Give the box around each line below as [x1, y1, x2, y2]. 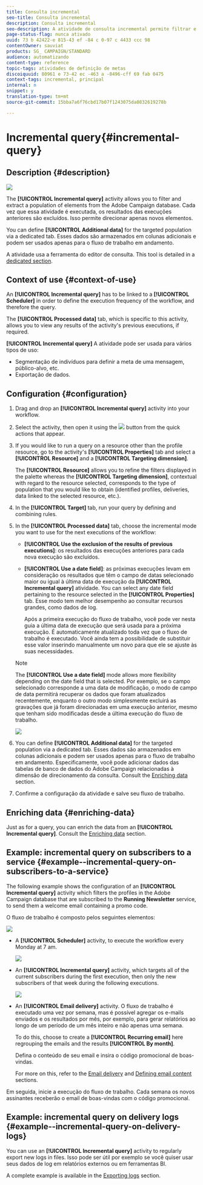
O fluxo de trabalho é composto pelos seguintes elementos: [6, 913, 156, 921]
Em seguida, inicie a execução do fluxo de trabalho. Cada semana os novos [6, 1088, 195, 1095]
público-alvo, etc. [15, 364, 59, 372]
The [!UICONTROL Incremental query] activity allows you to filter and [6, 195, 182, 202]
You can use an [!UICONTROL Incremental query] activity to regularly [6, 1147, 182, 1154]
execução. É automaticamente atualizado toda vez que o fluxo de [24, 628, 188, 636]
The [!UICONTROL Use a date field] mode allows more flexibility [15, 671, 177, 679]
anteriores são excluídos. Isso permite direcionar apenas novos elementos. [6, 214, 193, 221]
